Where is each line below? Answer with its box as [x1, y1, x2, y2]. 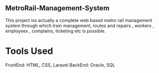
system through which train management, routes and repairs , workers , [5, 22, 154, 28]
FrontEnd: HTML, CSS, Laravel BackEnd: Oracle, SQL [5, 62, 116, 68]
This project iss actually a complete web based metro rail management [5, 17, 152, 23]
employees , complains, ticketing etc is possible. [5, 27, 106, 34]
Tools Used [5, 45, 54, 56]
